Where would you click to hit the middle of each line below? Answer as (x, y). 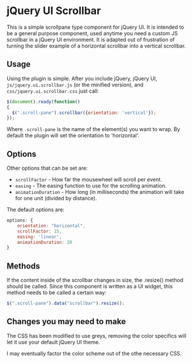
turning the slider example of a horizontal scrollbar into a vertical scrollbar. (96, 46)
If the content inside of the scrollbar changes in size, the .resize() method (95, 280)
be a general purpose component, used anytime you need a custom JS (92, 33)
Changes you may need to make (66, 322)
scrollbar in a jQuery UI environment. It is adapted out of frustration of (91, 39)
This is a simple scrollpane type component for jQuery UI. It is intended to (95, 27)
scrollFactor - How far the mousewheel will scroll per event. (89, 180)
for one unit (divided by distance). (56, 199)
